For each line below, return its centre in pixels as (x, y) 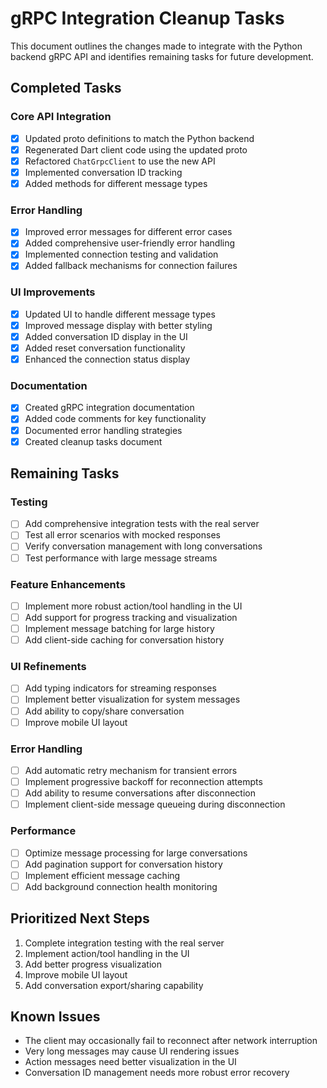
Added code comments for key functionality (115, 419)
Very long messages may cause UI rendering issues (132, 1051)
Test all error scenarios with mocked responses (122, 535)
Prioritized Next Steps (80, 918)
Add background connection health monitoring (121, 886)
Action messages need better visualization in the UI (130, 1062)
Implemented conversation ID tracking (103, 172)
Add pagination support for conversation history (123, 864)
